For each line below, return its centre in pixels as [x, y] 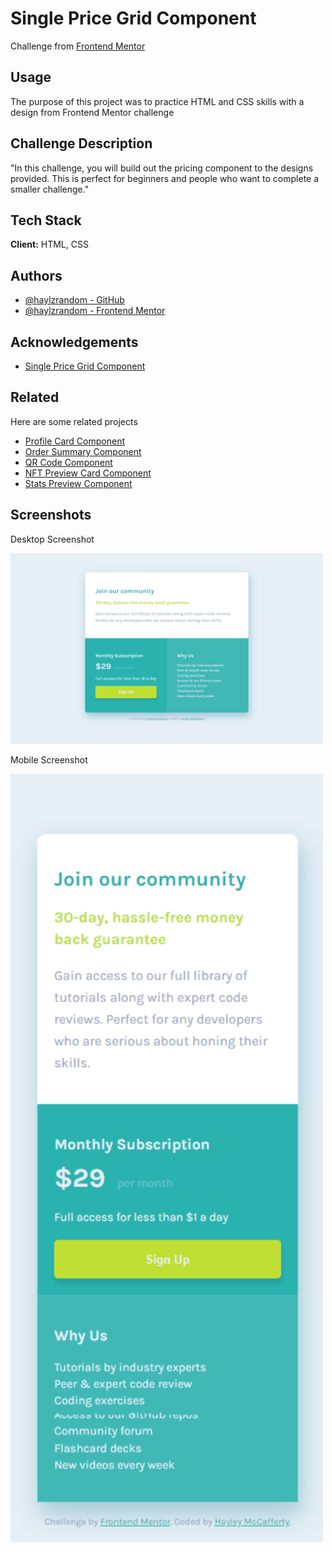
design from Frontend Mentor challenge [92, 112]
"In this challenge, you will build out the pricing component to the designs [162, 168]
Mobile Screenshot [49, 760]
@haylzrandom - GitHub [74, 300]
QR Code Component [68, 462]
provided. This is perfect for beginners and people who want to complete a [165, 178]
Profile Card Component [75, 441]
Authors [36, 275]
